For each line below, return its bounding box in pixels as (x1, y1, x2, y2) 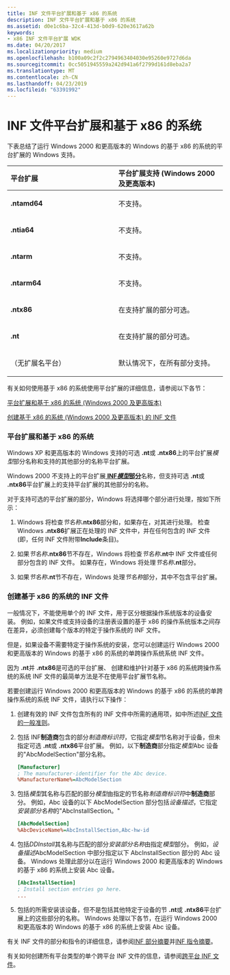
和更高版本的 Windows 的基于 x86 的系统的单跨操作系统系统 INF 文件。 (7, 649, 208, 657)
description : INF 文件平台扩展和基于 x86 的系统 (7, 16, 136, 23)
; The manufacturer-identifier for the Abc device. (16, 770, 168, 777)
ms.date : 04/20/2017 (7, 42, 66, 49)
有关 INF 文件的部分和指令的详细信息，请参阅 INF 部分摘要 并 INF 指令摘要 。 (7, 937, 217, 946)
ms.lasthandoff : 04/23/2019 (7, 80, 88, 87)
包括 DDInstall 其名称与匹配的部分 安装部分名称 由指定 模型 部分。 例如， (16, 840, 213, 848)
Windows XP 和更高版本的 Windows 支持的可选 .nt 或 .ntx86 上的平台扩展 (7, 449, 213, 457)
